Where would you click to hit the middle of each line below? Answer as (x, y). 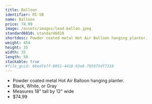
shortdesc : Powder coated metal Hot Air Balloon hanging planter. (77, 38)
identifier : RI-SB (24, 15)
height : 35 (17, 47)
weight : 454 (18, 43)
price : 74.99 (19, 24)
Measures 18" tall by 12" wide (43, 91)
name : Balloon (20, 19)
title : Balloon (21, 10)
